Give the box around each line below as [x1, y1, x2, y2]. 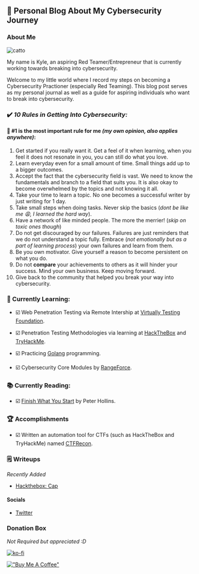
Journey [7, 15, 39, 26]
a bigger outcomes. [15, 166, 64, 173]
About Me [7, 33, 36, 42]
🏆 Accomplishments [7, 415, 69, 423]
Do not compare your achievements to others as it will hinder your [15, 260, 178, 268]
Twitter [15, 509, 33, 516]
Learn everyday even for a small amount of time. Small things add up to [15, 159, 190, 167]
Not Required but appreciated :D [7, 538, 87, 545]
